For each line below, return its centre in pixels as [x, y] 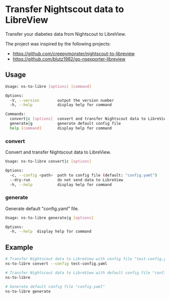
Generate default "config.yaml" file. [42, 209]
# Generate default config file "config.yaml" [55, 286]
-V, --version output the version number [62, 100]
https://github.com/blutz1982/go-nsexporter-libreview [69, 59]
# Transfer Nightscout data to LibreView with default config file [78, 273]
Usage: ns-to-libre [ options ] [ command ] [49, 86]
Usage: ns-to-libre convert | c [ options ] [49, 162]
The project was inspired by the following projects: [58, 43]
